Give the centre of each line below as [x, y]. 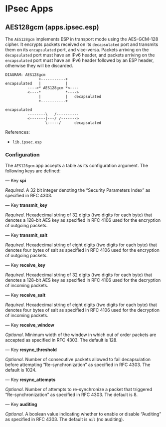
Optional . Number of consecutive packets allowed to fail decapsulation [78, 360]
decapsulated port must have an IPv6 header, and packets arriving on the [80, 55]
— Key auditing [21, 405]
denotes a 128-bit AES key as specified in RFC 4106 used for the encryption [83, 220]
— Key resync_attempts [30, 380]
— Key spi [16, 181]
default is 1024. [21, 370]
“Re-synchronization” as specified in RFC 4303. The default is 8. [72, 395]
